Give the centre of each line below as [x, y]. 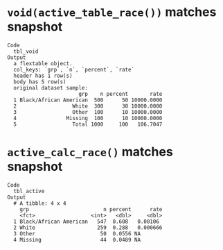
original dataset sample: [51, 87]
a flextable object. [43, 63]
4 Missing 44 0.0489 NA [77, 240]
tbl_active [29, 191]
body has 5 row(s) [40, 82]
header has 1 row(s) [43, 76]
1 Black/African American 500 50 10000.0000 [88, 100]
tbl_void [26, 51]
